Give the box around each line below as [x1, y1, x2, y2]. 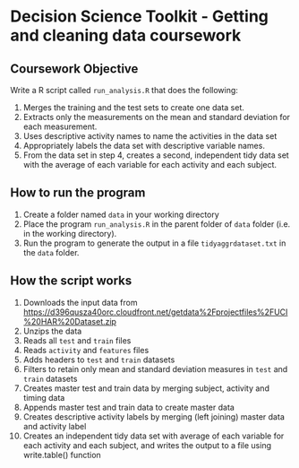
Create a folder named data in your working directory [22, 209, 220, 220]
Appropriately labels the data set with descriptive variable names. [22, 141, 265, 151]
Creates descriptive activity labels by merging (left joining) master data [22, 411, 285, 422]
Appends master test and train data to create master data [22, 402, 235, 412]
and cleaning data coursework [10, 25, 242, 46]
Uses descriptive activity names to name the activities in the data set [22, 131, 278, 141]
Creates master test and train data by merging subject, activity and [22, 383, 269, 394]
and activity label [22, 420, 87, 431]
